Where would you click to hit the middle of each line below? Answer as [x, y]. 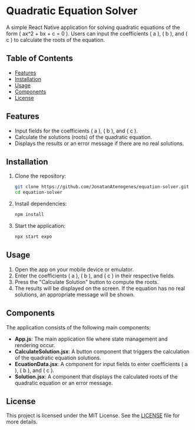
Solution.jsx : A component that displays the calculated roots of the [96, 376]
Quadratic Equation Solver [72, 11]
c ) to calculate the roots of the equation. [55, 40]
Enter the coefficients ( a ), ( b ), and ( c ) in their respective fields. [95, 276]
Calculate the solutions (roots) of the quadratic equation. [83, 137]
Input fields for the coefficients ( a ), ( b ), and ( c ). [76, 131]
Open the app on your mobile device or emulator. [74, 269]
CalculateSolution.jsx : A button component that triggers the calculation [102, 351]
